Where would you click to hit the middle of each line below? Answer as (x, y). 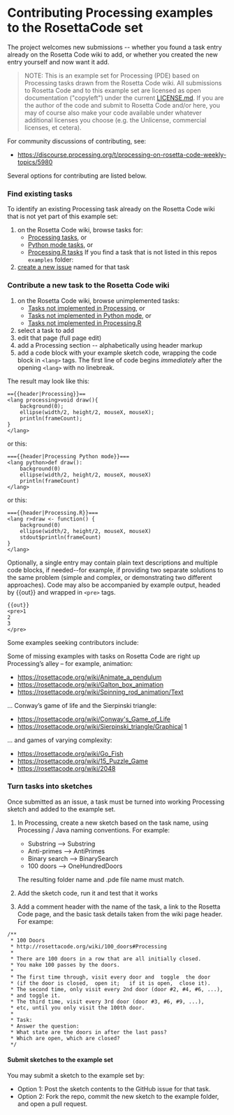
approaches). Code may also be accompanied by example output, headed (114, 585)
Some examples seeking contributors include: (73, 642)
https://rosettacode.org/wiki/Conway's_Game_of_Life (94, 719)
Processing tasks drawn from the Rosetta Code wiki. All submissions (123, 83)
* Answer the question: (45, 1026)
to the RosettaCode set (75, 28)
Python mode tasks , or (60, 245)
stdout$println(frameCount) (60, 537)
